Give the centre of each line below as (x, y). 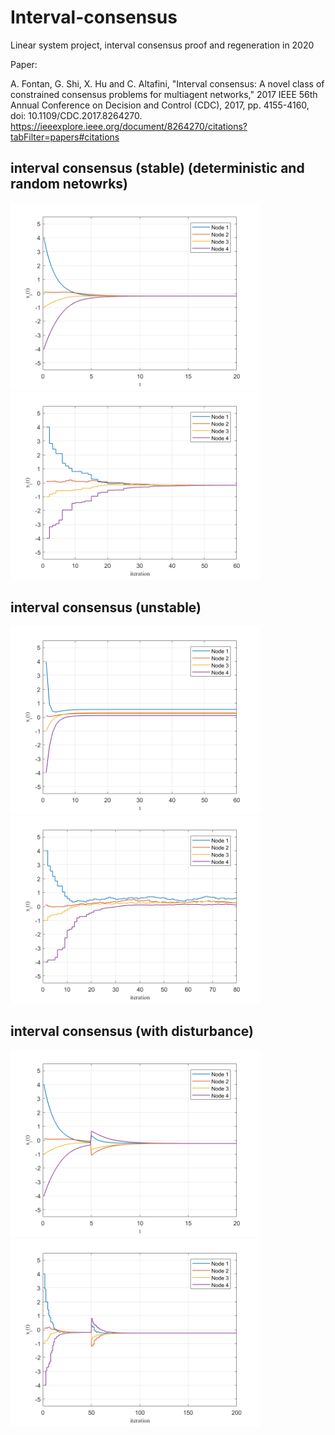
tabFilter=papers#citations (65, 137)
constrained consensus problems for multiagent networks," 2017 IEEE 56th (164, 94)
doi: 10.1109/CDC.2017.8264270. (76, 115)
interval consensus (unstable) (106, 607)
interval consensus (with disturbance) (132, 1031)
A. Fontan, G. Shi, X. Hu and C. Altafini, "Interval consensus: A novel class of (167, 83)
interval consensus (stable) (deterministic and (157, 168)
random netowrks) (69, 184)
